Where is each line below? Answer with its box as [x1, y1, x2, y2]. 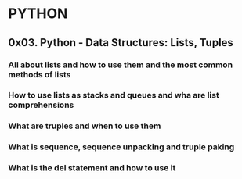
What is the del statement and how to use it [8, 163, 176, 174]
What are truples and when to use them [8, 120, 161, 131]
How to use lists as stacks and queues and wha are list [8, 90, 219, 101]
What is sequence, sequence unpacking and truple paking [8, 141, 235, 152]
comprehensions [8, 99, 74, 110]
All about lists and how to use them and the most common [8, 59, 233, 70]
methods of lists [8, 69, 71, 80]
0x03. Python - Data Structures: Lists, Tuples [8, 36, 233, 49]
